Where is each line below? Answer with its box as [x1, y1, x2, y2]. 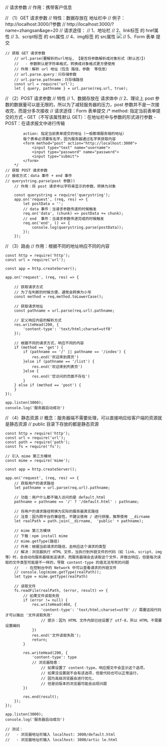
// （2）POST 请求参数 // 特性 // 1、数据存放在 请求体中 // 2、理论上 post [5, 95, 155, 101]
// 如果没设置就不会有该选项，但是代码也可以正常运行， [40, 671, 141, 676]
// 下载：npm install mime [14, 534, 68, 539]
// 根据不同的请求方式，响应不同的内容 [14, 341, 84, 346]
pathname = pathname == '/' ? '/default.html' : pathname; [14, 499, 140, 504]
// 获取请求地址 [14, 304, 43, 309]
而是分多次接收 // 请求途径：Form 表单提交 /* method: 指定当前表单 [18, 108, 156, 114]
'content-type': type [31, 655, 77, 660]
